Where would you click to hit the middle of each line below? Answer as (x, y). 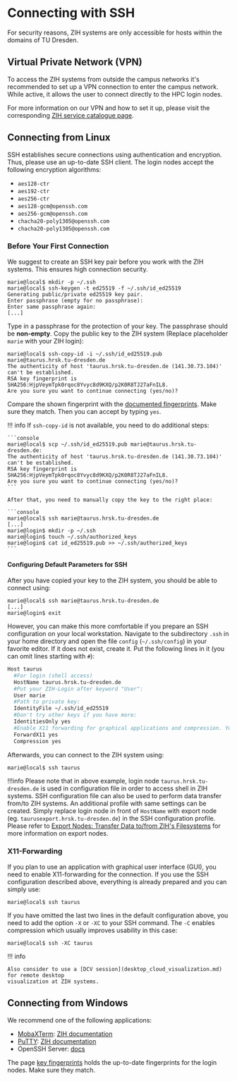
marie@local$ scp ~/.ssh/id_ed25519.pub (68, 444)
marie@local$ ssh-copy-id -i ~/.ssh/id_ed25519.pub (85, 354)
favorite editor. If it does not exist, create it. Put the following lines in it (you (116, 649)
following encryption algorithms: (54, 169)
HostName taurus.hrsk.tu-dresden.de (67, 682)
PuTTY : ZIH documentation (57, 1041)
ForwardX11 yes (36, 735)
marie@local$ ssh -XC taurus (50, 943)
